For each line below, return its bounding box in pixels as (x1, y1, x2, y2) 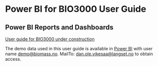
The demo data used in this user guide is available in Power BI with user (5, 46, 153, 51)
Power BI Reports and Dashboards (5, 23, 114, 32)
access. (5, 56, 21, 62)
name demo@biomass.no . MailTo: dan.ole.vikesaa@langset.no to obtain (5, 51, 153, 57)
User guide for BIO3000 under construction (5, 36, 95, 42)
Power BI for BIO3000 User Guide (5, 3, 147, 15)
